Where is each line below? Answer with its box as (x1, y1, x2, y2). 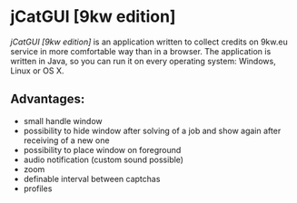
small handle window (23, 115, 103, 126)
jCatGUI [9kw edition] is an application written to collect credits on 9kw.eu (10, 36, 289, 47)
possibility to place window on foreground (23, 144, 182, 155)
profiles (23, 183, 53, 194)
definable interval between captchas (23, 173, 161, 184)
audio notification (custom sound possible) (23, 154, 184, 165)
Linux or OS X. (10, 65, 64, 76)
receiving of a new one (23, 134, 110, 146)
